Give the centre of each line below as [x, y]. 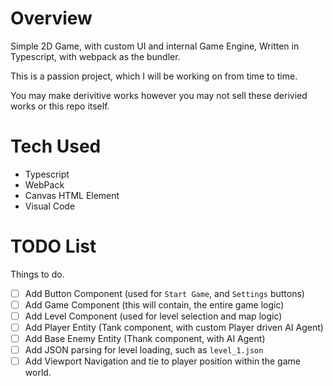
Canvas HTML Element [72, 195]
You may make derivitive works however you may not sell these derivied [159, 95]
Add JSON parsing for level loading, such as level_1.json [144, 350]
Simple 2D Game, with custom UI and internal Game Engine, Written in [155, 46]
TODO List [53, 246]
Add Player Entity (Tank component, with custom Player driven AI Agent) [174, 327]
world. [38, 373]
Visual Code [50, 206]
